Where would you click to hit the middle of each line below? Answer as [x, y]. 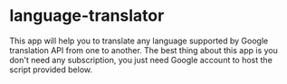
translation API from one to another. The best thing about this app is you [143, 50]
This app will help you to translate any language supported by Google [139, 41]
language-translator [87, 16]
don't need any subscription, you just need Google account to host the [141, 60]
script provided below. [51, 70]
